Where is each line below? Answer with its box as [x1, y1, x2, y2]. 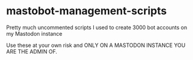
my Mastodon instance [6, 30, 63, 37]
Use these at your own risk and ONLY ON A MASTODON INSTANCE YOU [6, 42, 186, 49]
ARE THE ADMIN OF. [6, 48, 58, 55]
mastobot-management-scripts [6, 4, 167, 18]
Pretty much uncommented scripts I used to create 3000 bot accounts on [6, 24, 188, 31]
